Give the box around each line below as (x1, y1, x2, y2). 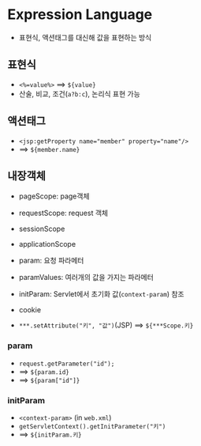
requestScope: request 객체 (18, 208, 108, 218)
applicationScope (18, 240, 76, 249)
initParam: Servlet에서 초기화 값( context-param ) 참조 (18, 289, 184, 299)
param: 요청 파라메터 (18, 255, 84, 266)
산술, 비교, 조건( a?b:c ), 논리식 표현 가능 (18, 89, 141, 98)
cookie (18, 305, 41, 315)
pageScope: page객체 (18, 191, 90, 201)
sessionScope (18, 224, 65, 234)
